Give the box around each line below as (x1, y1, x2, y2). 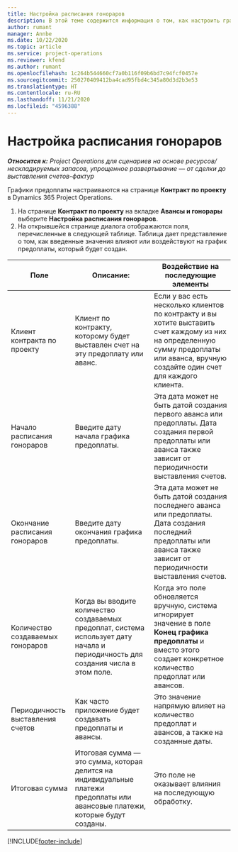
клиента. (153, 380, 184, 389)
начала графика (74, 431, 130, 441)
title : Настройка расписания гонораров (7, 10, 125, 18)
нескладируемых (7, 164, 60, 172)
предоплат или (153, 671, 205, 681)
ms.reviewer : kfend (7, 57, 65, 64)
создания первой (153, 426, 214, 436)
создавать (74, 714, 111, 724)
